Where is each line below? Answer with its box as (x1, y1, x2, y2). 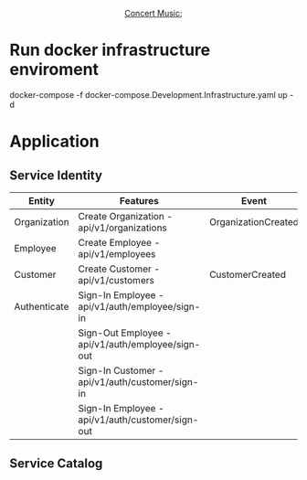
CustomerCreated (208, 268, 286, 281)
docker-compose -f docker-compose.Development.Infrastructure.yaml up (9, 89, 288, 100)
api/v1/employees (78, 247, 156, 260)
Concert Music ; (124, 8, 183, 18)
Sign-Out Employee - (78, 326, 172, 339)
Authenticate (14, 300, 69, 313)
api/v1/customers (78, 273, 155, 286)
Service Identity (9, 167, 103, 183)
